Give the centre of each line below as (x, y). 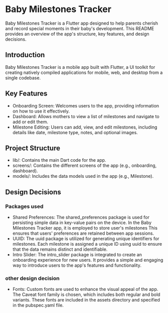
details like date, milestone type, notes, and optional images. (75, 132)
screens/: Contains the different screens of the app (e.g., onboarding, (85, 166)
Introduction (25, 55)
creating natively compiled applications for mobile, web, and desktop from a (84, 72)
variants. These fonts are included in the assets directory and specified (86, 300)
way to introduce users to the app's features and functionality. (77, 265)
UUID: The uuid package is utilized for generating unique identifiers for (86, 239)
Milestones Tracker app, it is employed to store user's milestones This (85, 228)
